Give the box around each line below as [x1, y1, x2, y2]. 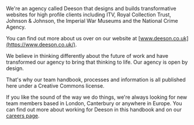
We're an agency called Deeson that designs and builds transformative [6, 5, 176, 12]
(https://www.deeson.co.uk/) [6, 41, 76, 48]
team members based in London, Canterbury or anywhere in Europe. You [6, 100, 182, 107]
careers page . [6, 112, 40, 119]
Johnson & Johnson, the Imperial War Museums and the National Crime [6, 18, 178, 24]
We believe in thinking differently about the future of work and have [6, 53, 168, 59]
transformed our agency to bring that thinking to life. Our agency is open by [6, 58, 188, 65]
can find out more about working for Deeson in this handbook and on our [6, 106, 182, 113]
